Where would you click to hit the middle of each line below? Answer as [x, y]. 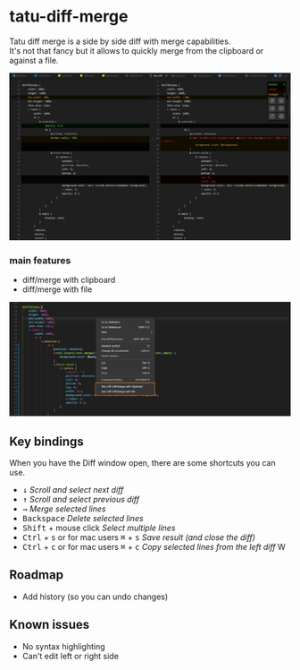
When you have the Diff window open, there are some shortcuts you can [142, 463]
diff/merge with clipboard [69, 279]
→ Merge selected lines [64, 509]
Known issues [50, 625]
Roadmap [37, 575]
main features [40, 260]
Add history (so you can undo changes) [95, 597]
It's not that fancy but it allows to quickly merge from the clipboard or [137, 50]
